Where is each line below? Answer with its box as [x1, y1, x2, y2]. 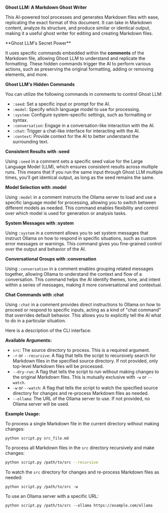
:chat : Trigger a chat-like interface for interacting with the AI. [12, 128, 140, 134]
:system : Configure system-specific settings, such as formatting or [12, 112, 152, 118]
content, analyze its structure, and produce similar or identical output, [5, 25, 151, 31]
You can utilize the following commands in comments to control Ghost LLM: [5, 91, 163, 97]
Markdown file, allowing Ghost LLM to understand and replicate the [5, 55, 146, 61]
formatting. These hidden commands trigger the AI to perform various [5, 61, 151, 66]
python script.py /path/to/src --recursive [5, 460, 99, 465]
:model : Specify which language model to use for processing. [12, 106, 140, 112]
